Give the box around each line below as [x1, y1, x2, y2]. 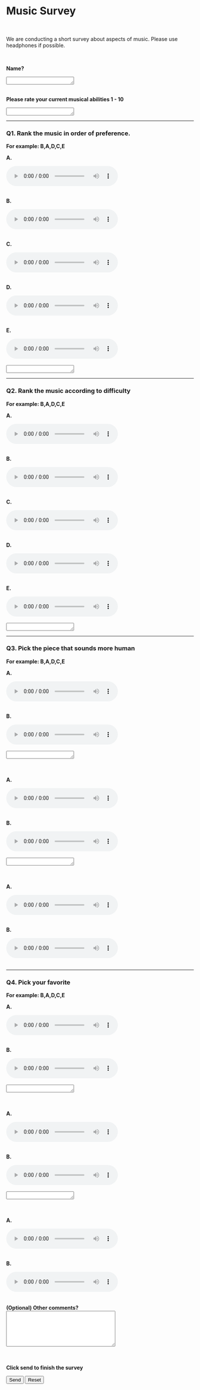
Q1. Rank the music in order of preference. [6, 129, 131, 138]
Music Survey [6, 4, 76, 18]
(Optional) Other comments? [6, 1304, 79, 1311]
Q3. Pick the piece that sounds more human [6, 644, 135, 652]
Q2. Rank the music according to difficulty [6, 387, 131, 395]
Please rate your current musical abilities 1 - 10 [6, 95, 124, 102]
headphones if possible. [6, 42, 65, 49]
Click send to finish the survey [6, 1364, 83, 1372]
